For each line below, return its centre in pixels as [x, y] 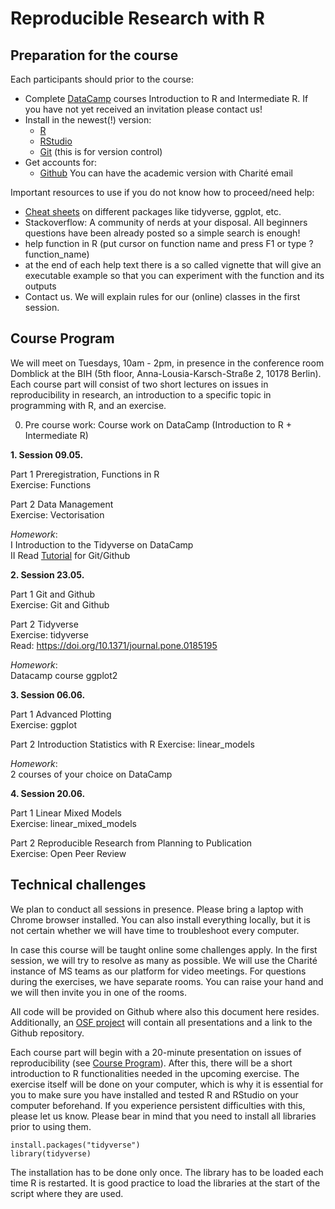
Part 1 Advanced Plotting [61, 714]
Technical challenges [78, 885]
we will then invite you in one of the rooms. [98, 992]
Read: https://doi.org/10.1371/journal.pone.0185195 [114, 645]
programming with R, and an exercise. [88, 405]
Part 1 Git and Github [52, 594]
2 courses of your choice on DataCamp [91, 774]
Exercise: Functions [51, 484]
